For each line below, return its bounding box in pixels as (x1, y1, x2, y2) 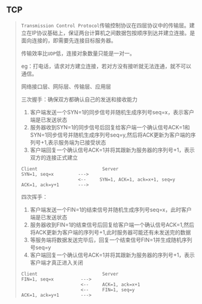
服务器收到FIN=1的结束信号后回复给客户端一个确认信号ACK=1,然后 (30, 221, 195, 228)
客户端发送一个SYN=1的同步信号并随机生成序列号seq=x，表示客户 (30, 108, 195, 115)
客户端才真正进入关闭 (30, 259, 83, 266)
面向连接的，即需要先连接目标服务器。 (21, 36, 116, 44)
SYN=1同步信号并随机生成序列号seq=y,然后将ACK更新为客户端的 (30, 131, 191, 138)
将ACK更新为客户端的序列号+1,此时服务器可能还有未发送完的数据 (30, 228, 191, 236)
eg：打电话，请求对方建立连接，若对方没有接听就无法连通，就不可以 (21, 62, 192, 70)
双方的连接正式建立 (30, 154, 78, 161)
